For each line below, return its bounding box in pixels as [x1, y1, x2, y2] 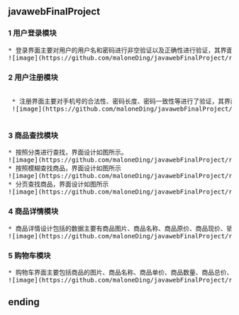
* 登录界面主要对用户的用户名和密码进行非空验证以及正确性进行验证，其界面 [8, 46, 233, 54]
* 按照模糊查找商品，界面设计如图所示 [8, 165, 121, 172]
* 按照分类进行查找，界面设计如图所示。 [8, 148, 128, 157]
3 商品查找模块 [8, 131, 59, 140]
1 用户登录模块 [8, 28, 57, 38]
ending [8, 296, 40, 308]
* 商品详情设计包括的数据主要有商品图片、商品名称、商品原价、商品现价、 [8, 224, 227, 233]
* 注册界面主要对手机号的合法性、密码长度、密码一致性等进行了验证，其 [11, 97, 225, 105]
